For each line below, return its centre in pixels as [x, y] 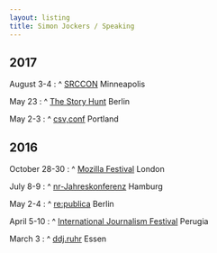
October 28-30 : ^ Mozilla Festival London [87, 169]
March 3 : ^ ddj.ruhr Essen [58, 239]
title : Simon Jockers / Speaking [72, 26]
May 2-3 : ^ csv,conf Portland [64, 119]
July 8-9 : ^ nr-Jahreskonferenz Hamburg [86, 186]
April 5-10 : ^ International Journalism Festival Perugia [109, 221]
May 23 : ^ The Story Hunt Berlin [70, 102]
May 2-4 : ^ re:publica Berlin [62, 204]
